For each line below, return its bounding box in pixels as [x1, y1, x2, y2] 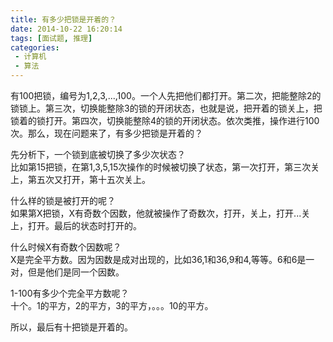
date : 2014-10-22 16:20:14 [10, 24, 123, 34]
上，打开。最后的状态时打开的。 [10, 220, 142, 231]
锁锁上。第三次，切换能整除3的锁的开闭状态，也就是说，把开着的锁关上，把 [10, 102, 323, 114]
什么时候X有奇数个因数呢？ [10, 241, 122, 253]
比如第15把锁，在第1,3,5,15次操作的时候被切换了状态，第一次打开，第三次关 [10, 161, 320, 173]
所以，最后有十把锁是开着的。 [10, 321, 133, 333]
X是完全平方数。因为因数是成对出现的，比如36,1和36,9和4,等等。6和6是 [10, 254, 307, 265]
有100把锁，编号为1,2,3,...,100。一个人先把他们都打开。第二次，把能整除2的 [10, 90, 322, 101]
